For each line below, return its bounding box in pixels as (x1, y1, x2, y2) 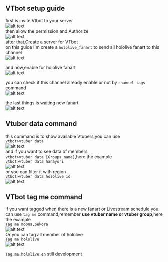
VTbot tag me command (5, 193, 83, 201)
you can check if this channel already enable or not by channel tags (5, 79, 145, 85)
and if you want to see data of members (5, 148, 88, 154)
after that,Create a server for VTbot (5, 39, 78, 45)
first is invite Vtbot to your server (5, 17, 73, 23)
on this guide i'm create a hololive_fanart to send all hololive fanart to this (5, 44, 159, 50)
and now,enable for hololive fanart (5, 64, 76, 70)
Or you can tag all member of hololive (5, 232, 83, 238)
